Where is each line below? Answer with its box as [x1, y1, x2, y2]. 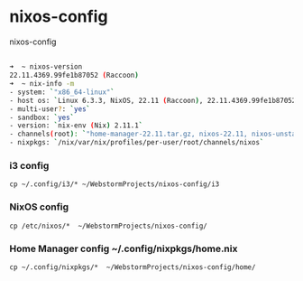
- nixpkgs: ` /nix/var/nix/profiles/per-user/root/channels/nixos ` [9, 138, 264, 147]
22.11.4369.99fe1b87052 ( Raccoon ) [9, 70, 140, 80]
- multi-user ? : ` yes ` [9, 104, 91, 114]
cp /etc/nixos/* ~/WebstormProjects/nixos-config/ [9, 221, 207, 230]
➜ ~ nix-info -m [9, 80, 75, 89]
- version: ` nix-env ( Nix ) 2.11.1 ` [9, 121, 143, 130]
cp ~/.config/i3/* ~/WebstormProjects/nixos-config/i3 [9, 180, 220, 189]
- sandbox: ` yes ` [9, 113, 75, 122]
